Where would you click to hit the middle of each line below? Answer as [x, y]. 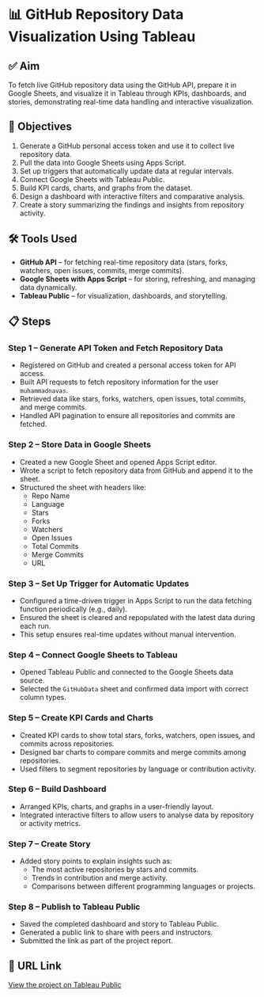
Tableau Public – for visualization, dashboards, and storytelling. [123, 295]
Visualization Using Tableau [102, 37]
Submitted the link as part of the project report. [96, 941]
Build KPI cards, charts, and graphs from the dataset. [106, 188]
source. [32, 680]
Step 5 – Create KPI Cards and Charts [81, 718]
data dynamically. [48, 287]
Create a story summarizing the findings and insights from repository [132, 204]
